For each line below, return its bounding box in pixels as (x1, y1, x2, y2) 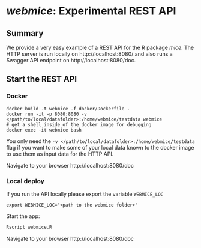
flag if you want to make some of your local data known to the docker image (6, 144, 194, 151)
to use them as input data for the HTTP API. (6, 150, 114, 157)
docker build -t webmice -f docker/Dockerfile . (6, 106, 130, 112)
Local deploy (6, 177, 45, 185)
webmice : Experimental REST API (6, 4, 176, 18)
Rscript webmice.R (6, 224, 52, 230)
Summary (6, 28, 44, 38)
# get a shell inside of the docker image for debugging (6, 121, 152, 127)
